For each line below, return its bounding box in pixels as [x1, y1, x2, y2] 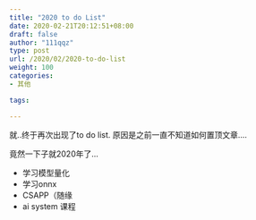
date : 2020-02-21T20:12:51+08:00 [9, 21, 134, 30]
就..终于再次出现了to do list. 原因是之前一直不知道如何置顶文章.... [9, 129, 248, 140]
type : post [9, 47, 50, 55]
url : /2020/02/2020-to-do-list [9, 55, 126, 63]
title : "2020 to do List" [9, 13, 106, 22]
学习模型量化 [21, 167, 70, 178]
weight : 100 [9, 63, 54, 72]
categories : [9, 72, 54, 80]
